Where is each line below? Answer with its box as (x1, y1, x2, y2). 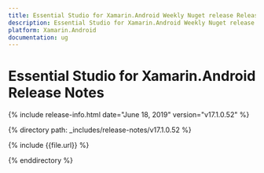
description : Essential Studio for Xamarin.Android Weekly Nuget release (8, 19, 255, 27)
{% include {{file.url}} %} (8, 141, 90, 150)
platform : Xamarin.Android (8, 26, 97, 34)
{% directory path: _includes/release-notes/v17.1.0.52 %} (8, 125, 192, 134)
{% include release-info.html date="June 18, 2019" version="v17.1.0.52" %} (8, 110, 250, 120)
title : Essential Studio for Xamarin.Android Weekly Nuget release (8, 11, 234, 20)
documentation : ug (8, 33, 68, 42)
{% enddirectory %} (8, 156, 73, 165)
